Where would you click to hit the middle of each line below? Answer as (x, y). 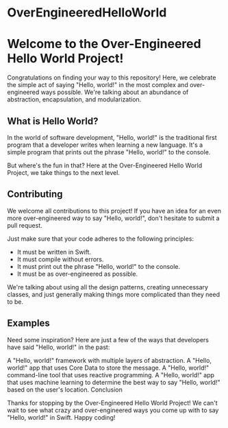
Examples (28, 323)
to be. (15, 301)
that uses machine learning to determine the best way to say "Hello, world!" (114, 382)
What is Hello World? (53, 121)
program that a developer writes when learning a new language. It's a (105, 145)
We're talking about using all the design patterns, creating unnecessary (108, 287)
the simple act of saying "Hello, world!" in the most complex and (98, 85)
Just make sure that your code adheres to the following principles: (100, 239)
